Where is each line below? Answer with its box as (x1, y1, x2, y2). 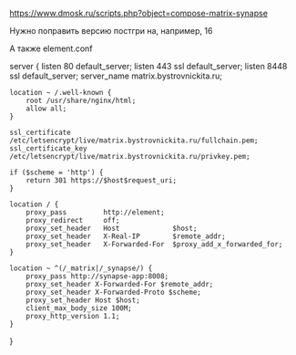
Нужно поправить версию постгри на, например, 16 (9, 26, 213, 36)
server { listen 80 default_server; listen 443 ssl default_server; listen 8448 (9, 61, 288, 71)
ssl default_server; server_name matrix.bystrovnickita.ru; (9, 70, 223, 81)
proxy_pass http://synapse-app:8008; (26, 272, 169, 281)
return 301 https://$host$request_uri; (26, 176, 178, 185)
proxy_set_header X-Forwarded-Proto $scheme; (26, 287, 202, 297)
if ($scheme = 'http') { (9, 168, 104, 177)
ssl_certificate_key (9, 144, 88, 153)
